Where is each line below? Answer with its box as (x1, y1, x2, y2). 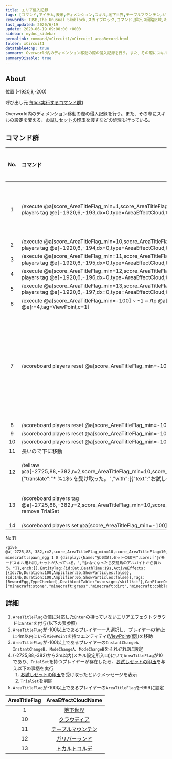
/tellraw (21, 461, 40, 468)
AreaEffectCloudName (46, 697, 102, 704)
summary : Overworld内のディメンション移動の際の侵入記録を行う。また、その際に (5, 50, 157, 55)
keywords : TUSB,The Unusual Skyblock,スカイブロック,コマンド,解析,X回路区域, (5, 17, 164, 22)
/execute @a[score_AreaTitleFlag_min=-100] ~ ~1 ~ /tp (21, 297, 157, 304)
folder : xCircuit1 (5, 41, 45, 46)
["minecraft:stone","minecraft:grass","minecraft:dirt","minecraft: (5, 584, 155, 589)
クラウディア (58, 716, 90, 723)
